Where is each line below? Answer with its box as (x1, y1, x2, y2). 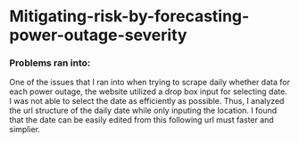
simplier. (9, 124, 40, 135)
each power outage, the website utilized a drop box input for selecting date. (9, 86, 287, 97)
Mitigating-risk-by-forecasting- (9, 6, 250, 27)
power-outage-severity (9, 25, 187, 45)
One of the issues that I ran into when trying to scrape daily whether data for (9, 77, 290, 88)
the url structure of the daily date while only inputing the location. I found (9, 105, 278, 116)
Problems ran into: (9, 57, 91, 69)
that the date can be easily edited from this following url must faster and (9, 115, 274, 125)
